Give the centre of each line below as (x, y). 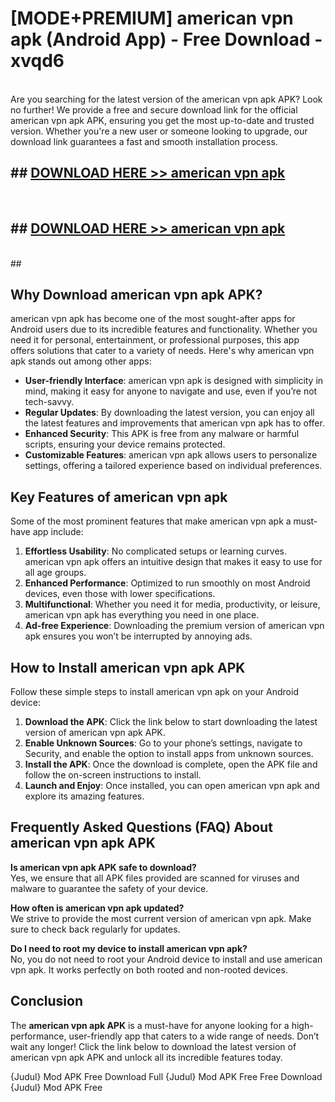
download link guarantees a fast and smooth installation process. (144, 141)
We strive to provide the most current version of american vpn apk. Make (161, 918)
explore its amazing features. (84, 796)
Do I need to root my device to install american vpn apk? (129, 948)
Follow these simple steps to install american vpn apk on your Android (154, 691)
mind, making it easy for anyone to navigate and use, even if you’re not (171, 391)
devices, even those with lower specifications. (120, 594)
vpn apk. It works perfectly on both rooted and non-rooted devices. (149, 969)
